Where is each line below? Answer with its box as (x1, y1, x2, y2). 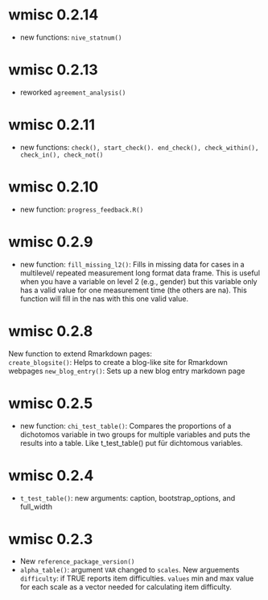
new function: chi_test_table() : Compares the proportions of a (19, 421, 232, 430)
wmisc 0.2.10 (8, 178, 99, 195)
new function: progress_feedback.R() (19, 204, 144, 214)
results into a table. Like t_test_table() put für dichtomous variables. (19, 438, 243, 447)
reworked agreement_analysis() (19, 87, 126, 97)
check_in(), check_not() (19, 151, 104, 159)
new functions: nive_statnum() (19, 32, 122, 42)
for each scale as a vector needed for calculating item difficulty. (19, 582, 232, 592)
